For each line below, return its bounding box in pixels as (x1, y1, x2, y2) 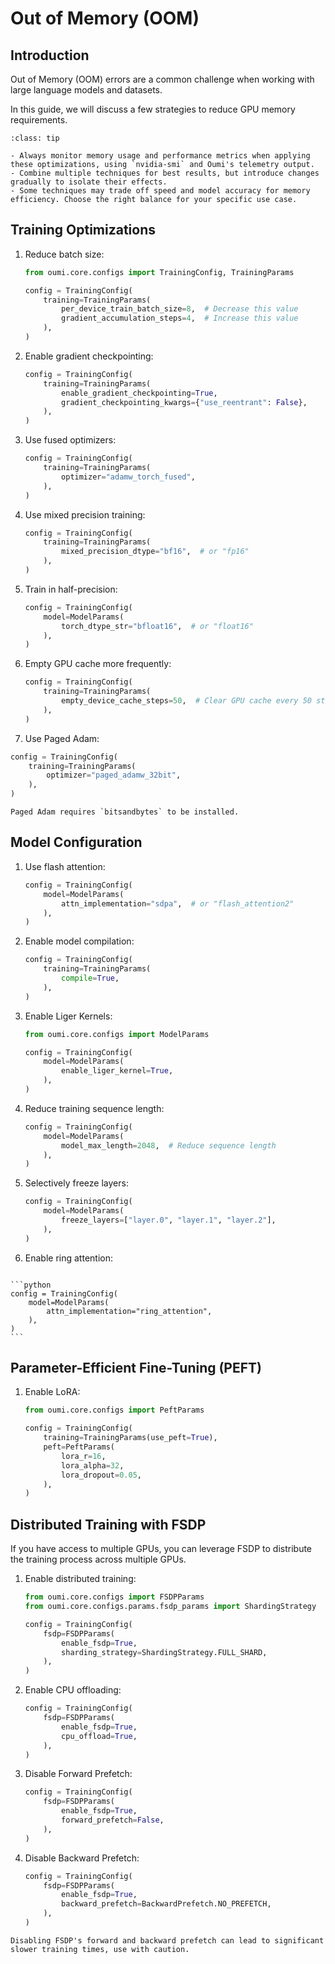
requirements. (10, 114, 68, 126)
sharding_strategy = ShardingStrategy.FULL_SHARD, (61, 1647, 268, 1657)
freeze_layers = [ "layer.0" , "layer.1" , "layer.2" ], (61, 1215, 277, 1225)
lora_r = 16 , (61, 1451, 107, 1461)
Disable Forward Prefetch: (24, 1768, 133, 1780)
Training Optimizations (10, 222, 157, 239)
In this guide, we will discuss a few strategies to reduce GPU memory (10, 103, 296, 115)
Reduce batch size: (24, 248, 105, 260)
